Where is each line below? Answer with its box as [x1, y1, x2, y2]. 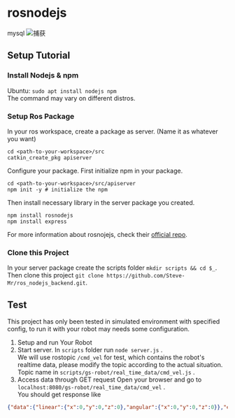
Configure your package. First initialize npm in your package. [7, 166, 183, 175]
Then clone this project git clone [7, 271, 104, 280]
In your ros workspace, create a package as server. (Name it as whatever [7, 127, 218, 136]
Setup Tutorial [7, 50, 71, 62]
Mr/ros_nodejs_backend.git [7, 280, 86, 287]
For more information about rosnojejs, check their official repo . [7, 230, 187, 238]
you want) [7, 134, 36, 143]
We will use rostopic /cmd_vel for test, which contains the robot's [17, 353, 205, 361]
